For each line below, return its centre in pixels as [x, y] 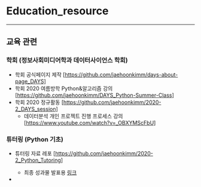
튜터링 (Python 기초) [35, 139]
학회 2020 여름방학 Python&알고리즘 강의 [64, 88]
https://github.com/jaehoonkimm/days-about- [121, 74]
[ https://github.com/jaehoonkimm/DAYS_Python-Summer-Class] [95, 95]
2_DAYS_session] [36, 109]
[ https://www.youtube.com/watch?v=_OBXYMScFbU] [90, 122]
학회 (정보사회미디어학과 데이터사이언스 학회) [67, 60]
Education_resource [57, 11]
